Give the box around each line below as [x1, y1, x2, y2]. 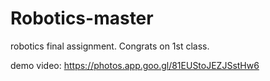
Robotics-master [10, 7, 154, 30]
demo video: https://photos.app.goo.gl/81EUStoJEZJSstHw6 [10, 59, 260, 71]
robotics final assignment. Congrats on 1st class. [10, 40, 210, 52]
